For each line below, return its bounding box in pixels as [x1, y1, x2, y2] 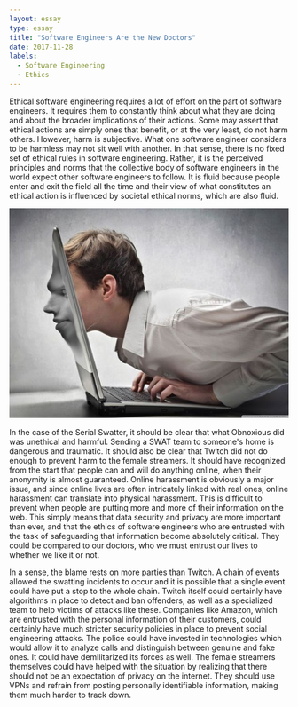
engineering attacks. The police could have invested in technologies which [9, 632, 282, 643]
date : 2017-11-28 [9, 43, 74, 52]
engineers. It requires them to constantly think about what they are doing [9, 105, 276, 115]
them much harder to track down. [9, 689, 131, 700]
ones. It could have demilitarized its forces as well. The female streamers [9, 651, 276, 662]
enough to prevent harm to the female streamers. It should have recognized [9, 455, 286, 465]
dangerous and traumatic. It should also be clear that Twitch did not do [9, 445, 268, 457]
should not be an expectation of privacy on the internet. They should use [9, 671, 275, 681]
